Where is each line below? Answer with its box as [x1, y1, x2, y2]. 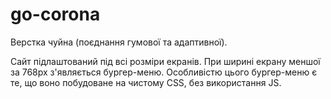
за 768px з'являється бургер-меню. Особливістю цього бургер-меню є [10, 66, 318, 78]
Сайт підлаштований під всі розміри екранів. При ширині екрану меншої [10, 55, 321, 67]
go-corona [10, 3, 101, 26]
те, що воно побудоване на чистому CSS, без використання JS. [10, 76, 282, 88]
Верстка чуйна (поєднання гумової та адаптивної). [10, 36, 228, 48]
